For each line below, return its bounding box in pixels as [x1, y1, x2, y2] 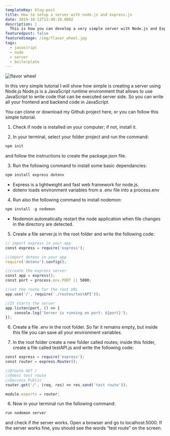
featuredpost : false [5, 31, 49, 36]
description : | [5, 21, 37, 27]
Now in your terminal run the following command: [12, 401, 116, 407]
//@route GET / [5, 368, 37, 373]
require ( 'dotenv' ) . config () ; [5, 259, 67, 264]
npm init [5, 144, 24, 149]
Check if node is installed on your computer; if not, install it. [12, 124, 137, 130]
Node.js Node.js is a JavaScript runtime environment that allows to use [5, 88, 153, 94]
